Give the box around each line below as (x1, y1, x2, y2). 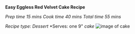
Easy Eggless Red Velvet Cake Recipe (5, 4, 85, 10)
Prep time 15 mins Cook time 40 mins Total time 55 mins (5, 14, 121, 19)
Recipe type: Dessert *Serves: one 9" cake (5, 23, 94, 29)
